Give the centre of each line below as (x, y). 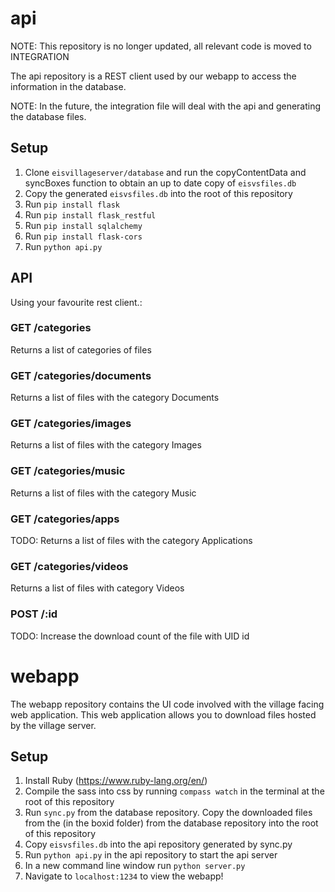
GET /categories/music (68, 471)
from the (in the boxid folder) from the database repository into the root (171, 823)
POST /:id (34, 614)
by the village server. (53, 725)
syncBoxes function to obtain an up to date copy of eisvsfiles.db (160, 183)
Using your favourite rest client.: (76, 302)
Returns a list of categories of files (81, 349)
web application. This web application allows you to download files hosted (163, 714)
